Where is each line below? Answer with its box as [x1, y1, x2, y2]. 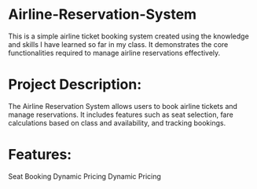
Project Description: [8, 76, 142, 93]
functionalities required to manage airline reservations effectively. [8, 48, 221, 57]
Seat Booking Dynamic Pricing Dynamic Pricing [8, 171, 161, 181]
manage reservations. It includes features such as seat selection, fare [8, 110, 233, 119]
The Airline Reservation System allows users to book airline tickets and [8, 101, 238, 111]
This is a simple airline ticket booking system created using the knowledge [8, 31, 249, 41]
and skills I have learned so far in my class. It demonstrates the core [8, 39, 229, 49]
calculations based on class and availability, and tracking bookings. [8, 118, 226, 127]
